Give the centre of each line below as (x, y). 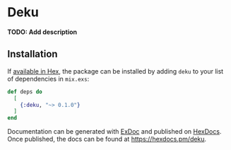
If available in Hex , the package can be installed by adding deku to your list (115, 71)
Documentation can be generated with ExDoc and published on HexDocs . (114, 132)
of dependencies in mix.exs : (48, 79)
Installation (32, 54)
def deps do (25, 92)
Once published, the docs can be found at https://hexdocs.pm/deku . (107, 139)
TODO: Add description (42, 32)
